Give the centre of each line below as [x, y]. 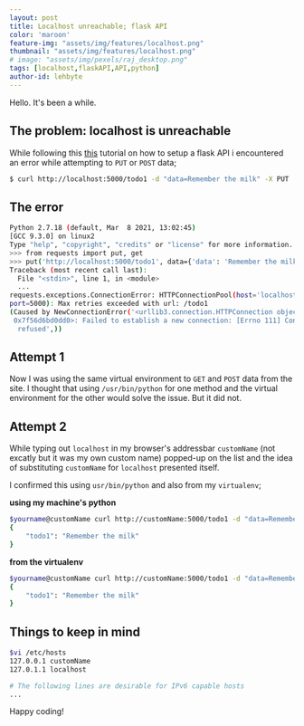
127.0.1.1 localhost [48, 669]
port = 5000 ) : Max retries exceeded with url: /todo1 [109, 304]
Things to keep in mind [75, 631]
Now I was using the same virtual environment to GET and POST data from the [151, 379]
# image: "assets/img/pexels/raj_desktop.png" [99, 60]
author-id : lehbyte [46, 77]
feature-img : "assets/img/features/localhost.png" [107, 43]
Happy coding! [37, 712]
